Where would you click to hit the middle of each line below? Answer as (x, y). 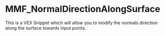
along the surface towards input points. (46, 28)
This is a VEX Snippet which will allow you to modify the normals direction (81, 23)
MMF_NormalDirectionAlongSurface (83, 9)
